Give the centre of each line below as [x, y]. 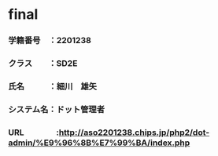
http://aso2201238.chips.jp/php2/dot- [134, 132]
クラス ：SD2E [43, 63]
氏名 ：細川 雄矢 [52, 86]
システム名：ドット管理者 [56, 109]
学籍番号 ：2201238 [50, 41]
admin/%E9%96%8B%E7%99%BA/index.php [99, 143]
